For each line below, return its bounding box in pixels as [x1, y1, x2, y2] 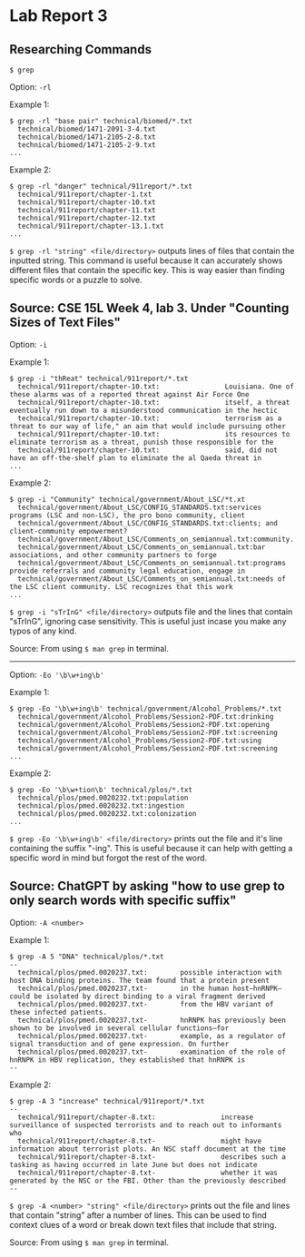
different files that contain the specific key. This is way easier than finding [9, 265, 286, 275]
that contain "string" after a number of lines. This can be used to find [9, 1209, 268, 1221]
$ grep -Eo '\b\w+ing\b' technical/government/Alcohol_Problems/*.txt [9, 704, 282, 713]
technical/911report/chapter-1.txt [17, 190, 152, 199]
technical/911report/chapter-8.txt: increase [17, 1113, 254, 1122]
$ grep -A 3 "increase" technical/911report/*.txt [9, 1096, 205, 1105]
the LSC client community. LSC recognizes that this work [9, 582, 233, 591]
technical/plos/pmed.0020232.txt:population [17, 793, 189, 802]
